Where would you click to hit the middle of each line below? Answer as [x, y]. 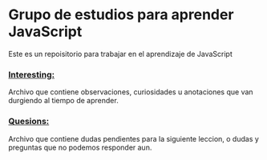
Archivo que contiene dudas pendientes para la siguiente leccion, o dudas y [133, 138]
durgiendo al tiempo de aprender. [63, 101]
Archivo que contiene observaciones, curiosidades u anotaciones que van [131, 92]
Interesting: [31, 74]
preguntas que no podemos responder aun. [80, 147]
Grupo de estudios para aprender [121, 15]
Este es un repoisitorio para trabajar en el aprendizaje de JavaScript [120, 54]
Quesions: [29, 122]
